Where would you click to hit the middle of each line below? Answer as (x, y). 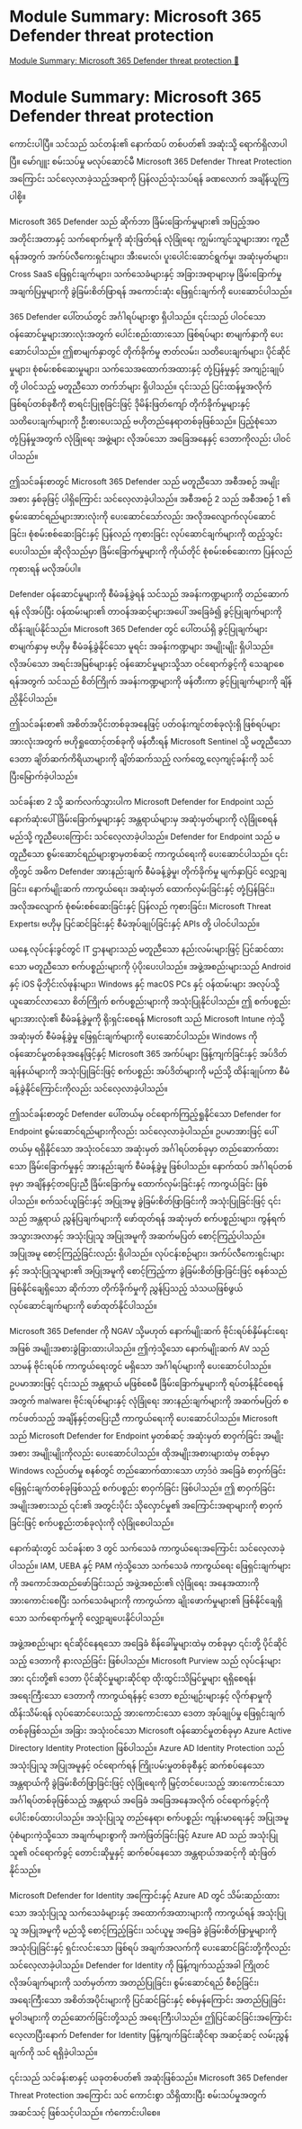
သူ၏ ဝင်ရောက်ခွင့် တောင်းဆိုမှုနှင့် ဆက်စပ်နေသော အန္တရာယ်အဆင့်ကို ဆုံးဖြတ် (143, 1853)
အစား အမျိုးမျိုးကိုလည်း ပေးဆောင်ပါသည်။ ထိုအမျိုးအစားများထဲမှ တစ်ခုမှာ (139, 1453)
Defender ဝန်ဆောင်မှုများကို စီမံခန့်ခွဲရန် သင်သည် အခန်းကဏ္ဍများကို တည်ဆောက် (149, 594)
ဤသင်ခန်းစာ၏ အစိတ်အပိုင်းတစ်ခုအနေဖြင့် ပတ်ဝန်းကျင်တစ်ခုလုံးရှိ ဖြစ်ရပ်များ (145, 724)
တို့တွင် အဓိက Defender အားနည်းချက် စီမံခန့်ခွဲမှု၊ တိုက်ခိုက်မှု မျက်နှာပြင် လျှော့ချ (148, 871)
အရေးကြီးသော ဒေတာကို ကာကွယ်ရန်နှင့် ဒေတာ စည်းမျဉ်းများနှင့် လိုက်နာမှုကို (141, 1695)
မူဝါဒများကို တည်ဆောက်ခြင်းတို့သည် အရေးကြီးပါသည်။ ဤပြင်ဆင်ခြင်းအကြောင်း (151, 2017)
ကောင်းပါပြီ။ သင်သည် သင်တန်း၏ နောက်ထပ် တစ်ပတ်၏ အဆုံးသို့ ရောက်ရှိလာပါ (148, 144)
